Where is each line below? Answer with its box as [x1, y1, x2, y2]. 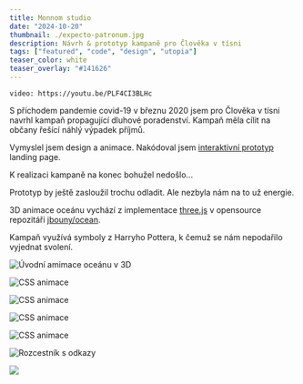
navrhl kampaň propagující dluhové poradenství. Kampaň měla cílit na [9, 115, 271, 126]
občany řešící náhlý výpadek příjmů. [9, 124, 146, 135]
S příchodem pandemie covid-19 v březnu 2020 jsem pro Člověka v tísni [9, 105, 280, 116]
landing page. [9, 151, 61, 162]
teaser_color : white [9, 56, 88, 65]
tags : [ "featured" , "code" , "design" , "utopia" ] [9, 47, 197, 56]
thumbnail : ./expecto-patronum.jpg [9, 30, 145, 39]
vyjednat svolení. [9, 241, 74, 252]
